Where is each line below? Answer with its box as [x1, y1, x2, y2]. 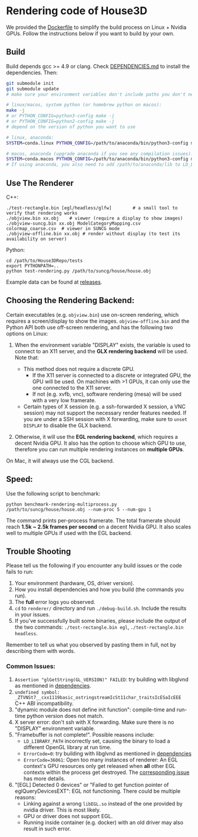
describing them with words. [6, 648, 75, 655]
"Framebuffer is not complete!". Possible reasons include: [14, 731, 155, 738]
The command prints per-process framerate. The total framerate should [6, 517, 181, 524]
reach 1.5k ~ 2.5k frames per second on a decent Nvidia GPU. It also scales [6, 523, 192, 530]
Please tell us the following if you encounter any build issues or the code [6, 562, 183, 569]
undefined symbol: [14, 689, 60, 695]
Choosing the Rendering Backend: [6, 296, 134, 306]
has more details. [23, 774, 66, 782]
